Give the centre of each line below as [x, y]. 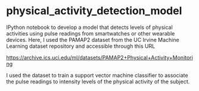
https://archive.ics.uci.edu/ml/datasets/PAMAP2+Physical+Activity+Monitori [100, 57]
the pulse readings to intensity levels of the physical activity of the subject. [98, 82]
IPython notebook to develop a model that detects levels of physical [89, 27]
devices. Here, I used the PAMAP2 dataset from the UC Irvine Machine [93, 40]
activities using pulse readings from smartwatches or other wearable [91, 33]
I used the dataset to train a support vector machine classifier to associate [97, 75]
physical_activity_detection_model [94, 11]
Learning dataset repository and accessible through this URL [81, 46]
